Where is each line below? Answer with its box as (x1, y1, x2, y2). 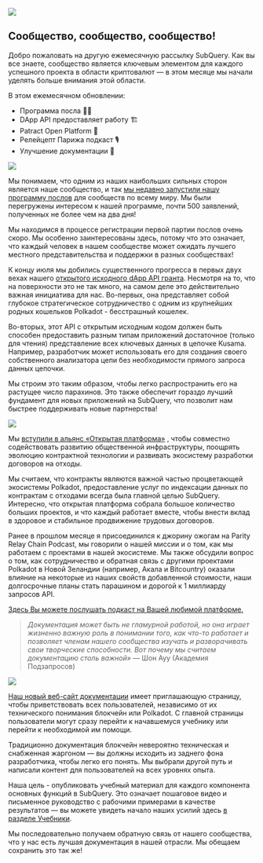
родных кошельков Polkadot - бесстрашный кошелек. (8, 306, 189, 316)
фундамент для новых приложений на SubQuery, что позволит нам (8, 395, 233, 404)
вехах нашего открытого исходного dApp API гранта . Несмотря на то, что (8, 273, 256, 283)
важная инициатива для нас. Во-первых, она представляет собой (8, 290, 229, 299)
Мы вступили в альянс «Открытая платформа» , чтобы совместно (8, 433, 230, 443)
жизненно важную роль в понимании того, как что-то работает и (27, 628, 249, 638)
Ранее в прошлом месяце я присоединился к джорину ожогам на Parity (8, 531, 251, 540)
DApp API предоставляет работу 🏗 (19, 115, 139, 124)
